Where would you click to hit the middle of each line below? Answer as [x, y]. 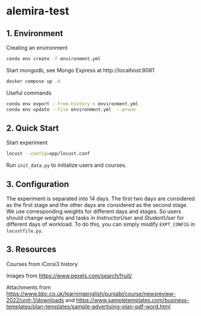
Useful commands [29, 93]
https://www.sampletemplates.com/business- [133, 300]
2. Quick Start [32, 128]
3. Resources [31, 249]
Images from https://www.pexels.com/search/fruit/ [69, 276]
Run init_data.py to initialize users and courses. [66, 165]
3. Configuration [38, 184]
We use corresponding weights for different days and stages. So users [94, 211]
